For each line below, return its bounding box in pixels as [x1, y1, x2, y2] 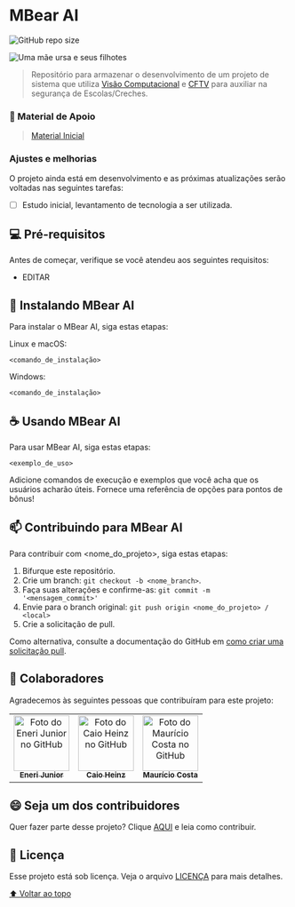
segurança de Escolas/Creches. [30, 88, 148, 99]
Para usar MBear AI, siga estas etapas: [9, 442, 151, 453]
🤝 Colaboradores [9, 672, 105, 687]
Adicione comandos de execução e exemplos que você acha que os [9, 474, 259, 485]
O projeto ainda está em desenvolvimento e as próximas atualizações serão [9, 172, 286, 183]
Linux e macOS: [9, 338, 68, 349]
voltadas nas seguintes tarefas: [9, 182, 124, 193]
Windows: [9, 371, 46, 382]
